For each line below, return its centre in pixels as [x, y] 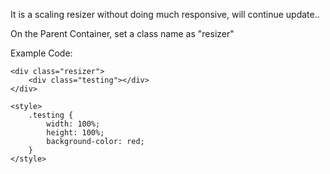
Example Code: [41, 53]
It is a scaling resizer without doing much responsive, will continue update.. [165, 14]
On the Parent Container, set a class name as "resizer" [122, 33]
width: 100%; [73, 124]
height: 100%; [75, 133]
